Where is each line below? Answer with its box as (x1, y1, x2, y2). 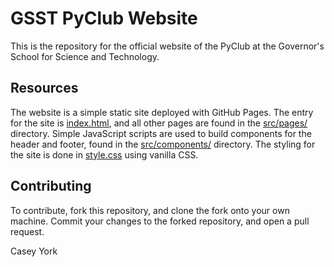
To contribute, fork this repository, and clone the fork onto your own (10, 204, 290, 216)
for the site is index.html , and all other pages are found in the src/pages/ (10, 117, 308, 129)
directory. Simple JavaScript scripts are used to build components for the (10, 127, 312, 139)
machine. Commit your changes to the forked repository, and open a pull (10, 215, 310, 227)
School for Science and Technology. (10, 50, 160, 62)
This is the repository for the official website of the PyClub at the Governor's (10, 40, 325, 52)
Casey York (10, 245, 58, 257)
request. (10, 225, 45, 237)
